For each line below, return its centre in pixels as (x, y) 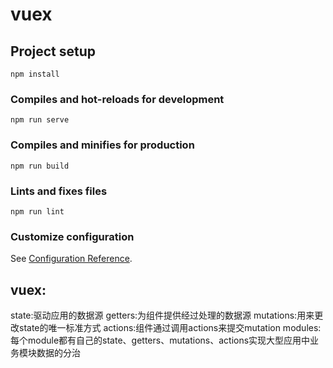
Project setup (53, 51)
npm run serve (40, 120)
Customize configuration (72, 236)
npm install (35, 74)
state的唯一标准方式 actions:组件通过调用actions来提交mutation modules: (170, 327)
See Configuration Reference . (71, 259)
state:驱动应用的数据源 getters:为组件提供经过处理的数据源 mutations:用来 (162, 315)
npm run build (40, 166)
